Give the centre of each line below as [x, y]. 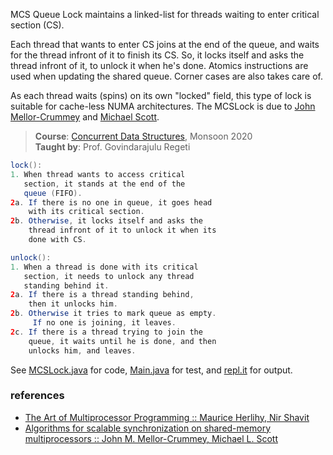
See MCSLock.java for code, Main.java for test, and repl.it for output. [151, 370]
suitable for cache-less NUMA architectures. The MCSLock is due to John [163, 106]
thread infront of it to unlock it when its [122, 230]
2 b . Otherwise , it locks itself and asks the [106, 221]
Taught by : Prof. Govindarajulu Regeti [112, 147]
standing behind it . [66, 285]
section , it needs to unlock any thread [109, 276]
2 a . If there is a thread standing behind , [102, 295]
